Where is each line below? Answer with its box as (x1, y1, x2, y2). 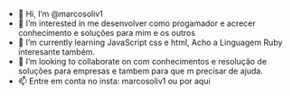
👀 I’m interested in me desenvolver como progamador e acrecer (17, 18, 256, 29)
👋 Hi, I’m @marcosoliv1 (17, 9, 104, 19)
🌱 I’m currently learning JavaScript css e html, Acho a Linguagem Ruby (17, 37, 283, 47)
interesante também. (17, 47, 96, 57)
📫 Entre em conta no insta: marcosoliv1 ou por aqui (17, 76, 211, 86)
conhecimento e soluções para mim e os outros (17, 28, 196, 38)
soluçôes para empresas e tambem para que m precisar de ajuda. (17, 65, 264, 76)
